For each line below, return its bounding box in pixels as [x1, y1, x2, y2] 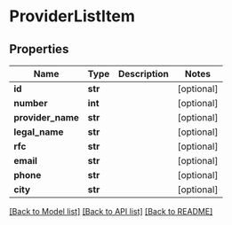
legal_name [13, 126, 64, 138]
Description [118, 68, 169, 80]
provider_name [13, 112, 80, 123]
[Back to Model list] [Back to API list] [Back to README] [9, 206, 213, 216]
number [13, 97, 48, 109]
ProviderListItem [9, 6, 135, 27]
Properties [9, 42, 69, 57]
